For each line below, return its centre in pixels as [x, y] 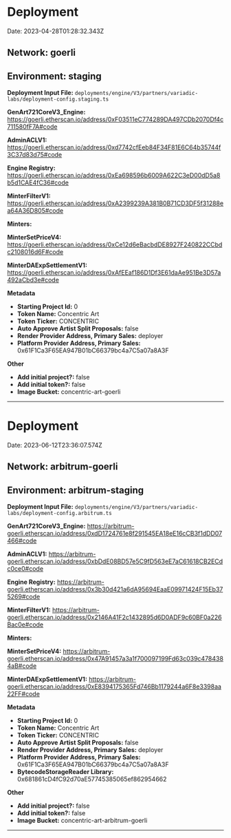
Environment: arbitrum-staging [76, 490]
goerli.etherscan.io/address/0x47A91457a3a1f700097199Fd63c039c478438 [115, 659]
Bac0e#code [25, 625]
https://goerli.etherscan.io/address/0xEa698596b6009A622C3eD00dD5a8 [114, 176]
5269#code [24, 597]
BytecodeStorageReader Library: [65, 772]
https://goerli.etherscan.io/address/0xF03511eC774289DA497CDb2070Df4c [115, 119]
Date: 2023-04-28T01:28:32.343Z [56, 31]
